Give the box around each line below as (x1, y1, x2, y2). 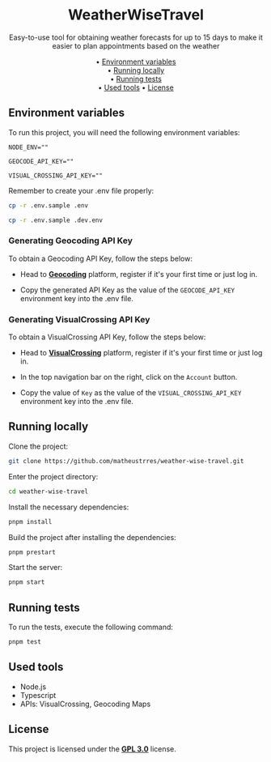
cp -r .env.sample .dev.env (8, 216, 104, 224)
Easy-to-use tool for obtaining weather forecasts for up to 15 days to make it (9, 32, 263, 42)
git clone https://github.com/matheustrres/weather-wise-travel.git (8, 457, 244, 465)
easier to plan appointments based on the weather (52, 40, 220, 50)
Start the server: (8, 563, 63, 573)
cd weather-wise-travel (8, 487, 89, 496)
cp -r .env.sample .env (8, 201, 89, 210)
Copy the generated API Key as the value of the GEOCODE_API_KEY (19, 285, 235, 295)
